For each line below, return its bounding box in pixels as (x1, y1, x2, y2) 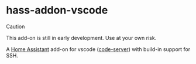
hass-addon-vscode (6, 4, 108, 17)
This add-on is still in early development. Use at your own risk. (6, 34, 157, 41)
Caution (6, 23, 25, 30)
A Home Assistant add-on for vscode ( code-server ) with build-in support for (6, 45, 191, 53)
